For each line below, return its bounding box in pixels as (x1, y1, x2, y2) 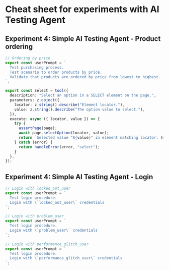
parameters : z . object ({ (10, 97, 59, 102)
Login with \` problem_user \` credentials (10, 228, 98, 233)
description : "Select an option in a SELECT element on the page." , (10, 93, 156, 98)
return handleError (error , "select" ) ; (18, 144, 100, 149)
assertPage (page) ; (18, 126, 57, 131)
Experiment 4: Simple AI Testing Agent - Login (5, 173, 153, 181)
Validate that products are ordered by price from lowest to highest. (10, 74, 161, 79)
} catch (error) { (14, 140, 53, 145)
